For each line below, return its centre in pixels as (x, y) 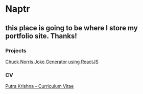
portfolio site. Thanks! (41, 36)
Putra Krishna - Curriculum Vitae (40, 86)
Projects (16, 50)
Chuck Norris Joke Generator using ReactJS (52, 62)
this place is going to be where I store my (71, 28)
